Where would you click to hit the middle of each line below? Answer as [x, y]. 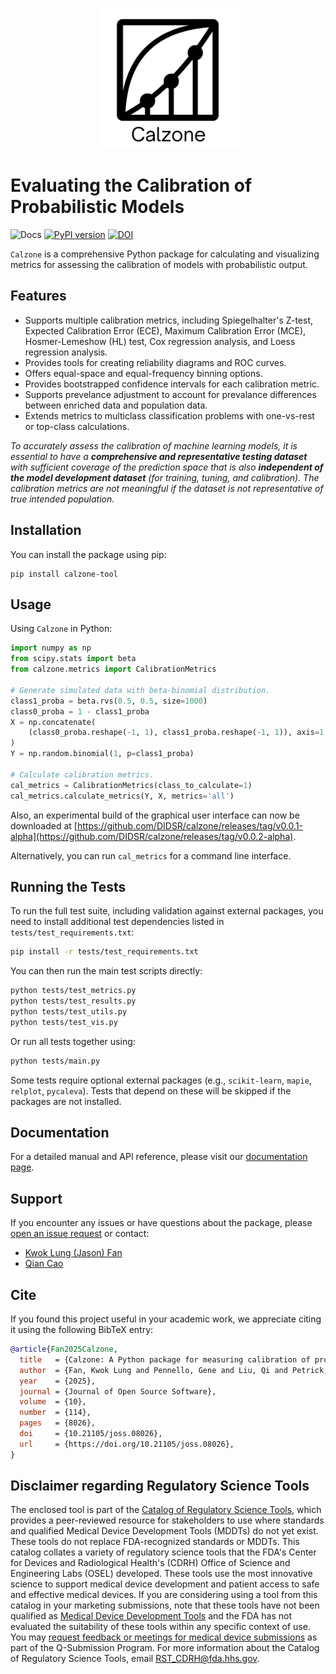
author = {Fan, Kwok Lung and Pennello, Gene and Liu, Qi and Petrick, [174, 1370]
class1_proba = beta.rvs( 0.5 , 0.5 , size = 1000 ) [109, 701]
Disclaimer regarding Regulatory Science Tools [160, 1486]
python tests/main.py [55, 1061]
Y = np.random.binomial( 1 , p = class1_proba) [102, 754]
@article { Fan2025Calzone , [64, 1349]
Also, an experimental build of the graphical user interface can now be [155, 815]
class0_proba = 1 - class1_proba [80, 711]
